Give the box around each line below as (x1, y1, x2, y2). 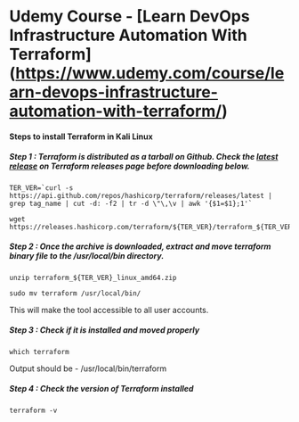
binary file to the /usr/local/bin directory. (9, 251, 165, 261)
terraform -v (9, 406, 58, 415)
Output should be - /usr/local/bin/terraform (9, 363, 167, 374)
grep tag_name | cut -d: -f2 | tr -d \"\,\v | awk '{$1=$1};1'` (9, 199, 253, 208)
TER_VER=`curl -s (9, 183, 74, 193)
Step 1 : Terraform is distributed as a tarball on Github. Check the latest (9, 152, 279, 162)
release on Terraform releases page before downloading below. (9, 161, 251, 171)
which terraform (9, 347, 69, 356)
